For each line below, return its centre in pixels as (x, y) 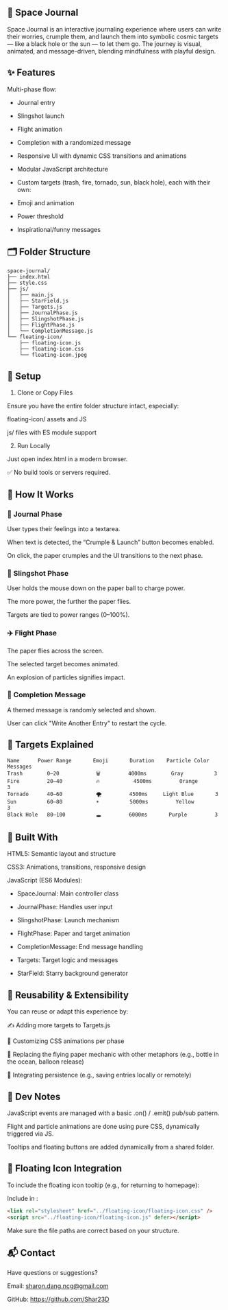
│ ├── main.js (30, 295)
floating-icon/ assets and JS (47, 419)
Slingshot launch (41, 116)
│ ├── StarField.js (38, 301)
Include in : (23, 1198)
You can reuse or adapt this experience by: (68, 1011)
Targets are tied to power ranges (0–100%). (68, 615)
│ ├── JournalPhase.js (42, 313)
